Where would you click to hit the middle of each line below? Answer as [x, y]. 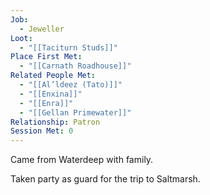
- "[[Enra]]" [46, 103]
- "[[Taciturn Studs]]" [68, 47]
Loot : [21, 38]
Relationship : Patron [55, 122]
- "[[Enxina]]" [51, 94]
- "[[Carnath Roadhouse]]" [75, 66]
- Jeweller [42, 29]
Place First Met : [46, 57]
